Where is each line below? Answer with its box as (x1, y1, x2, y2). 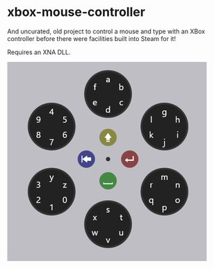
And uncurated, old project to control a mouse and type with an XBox (7, 27, 206, 35)
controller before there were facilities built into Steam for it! (7, 34, 176, 42)
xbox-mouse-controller (7, 4, 146, 20)
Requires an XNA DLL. (7, 48, 71, 56)
